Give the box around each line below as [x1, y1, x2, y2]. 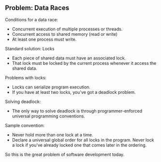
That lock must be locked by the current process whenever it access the [12, 60, 157, 66]
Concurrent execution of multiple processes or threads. [12, 26, 123, 32]
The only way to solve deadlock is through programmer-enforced [12, 108, 143, 114]
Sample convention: [5, 122, 45, 128]
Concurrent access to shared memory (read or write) [12, 31, 117, 37]
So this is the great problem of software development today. [5, 151, 125, 157]
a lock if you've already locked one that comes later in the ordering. [12, 142, 147, 148]
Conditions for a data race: [5, 16, 59, 22]
